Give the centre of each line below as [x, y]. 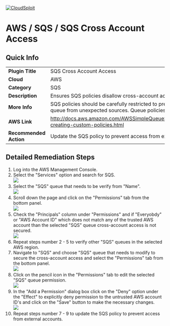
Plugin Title [22, 71]
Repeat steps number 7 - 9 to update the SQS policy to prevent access [87, 313]
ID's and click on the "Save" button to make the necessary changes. [84, 302]
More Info [20, 107]
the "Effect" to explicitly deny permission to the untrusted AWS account [87, 297]
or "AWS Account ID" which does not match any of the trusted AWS [83, 219]
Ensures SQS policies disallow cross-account [104, 96]
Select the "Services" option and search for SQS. [64, 175]
